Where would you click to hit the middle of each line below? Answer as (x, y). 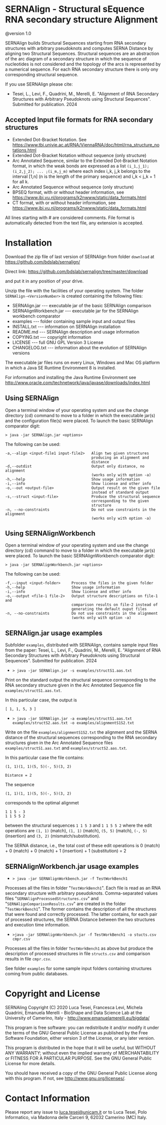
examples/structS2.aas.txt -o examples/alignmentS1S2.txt (73, 723)
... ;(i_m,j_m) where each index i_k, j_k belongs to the (94, 171)
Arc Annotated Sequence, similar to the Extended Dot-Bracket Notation (84, 161)
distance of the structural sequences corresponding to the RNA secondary (81, 738)
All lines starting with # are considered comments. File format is (70, 217)
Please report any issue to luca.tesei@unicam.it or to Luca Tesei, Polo (76, 1112)
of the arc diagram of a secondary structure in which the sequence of (76, 58)
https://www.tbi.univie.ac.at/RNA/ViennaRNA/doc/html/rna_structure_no (86, 145)
